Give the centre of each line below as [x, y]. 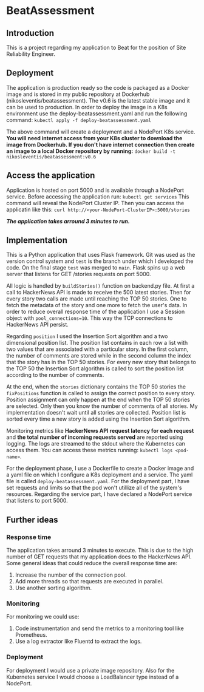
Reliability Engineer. [31, 54]
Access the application [51, 176]
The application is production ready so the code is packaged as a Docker [98, 87]
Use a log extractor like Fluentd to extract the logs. [78, 642]
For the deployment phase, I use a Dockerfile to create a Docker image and [100, 469]
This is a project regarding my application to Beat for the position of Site [96, 47]
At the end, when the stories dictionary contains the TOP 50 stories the [96, 387]
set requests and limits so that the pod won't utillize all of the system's [94, 488]
